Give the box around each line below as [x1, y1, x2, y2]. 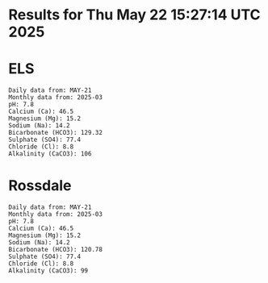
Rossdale [8, 177, 72, 195]
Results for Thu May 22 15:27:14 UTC [8, 6, 261, 24]
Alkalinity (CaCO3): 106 [8, 150, 92, 158]
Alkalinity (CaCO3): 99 [8, 267, 89, 275]
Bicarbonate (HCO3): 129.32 [8, 129, 103, 137]
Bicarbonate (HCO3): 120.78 [8, 246, 103, 254]
